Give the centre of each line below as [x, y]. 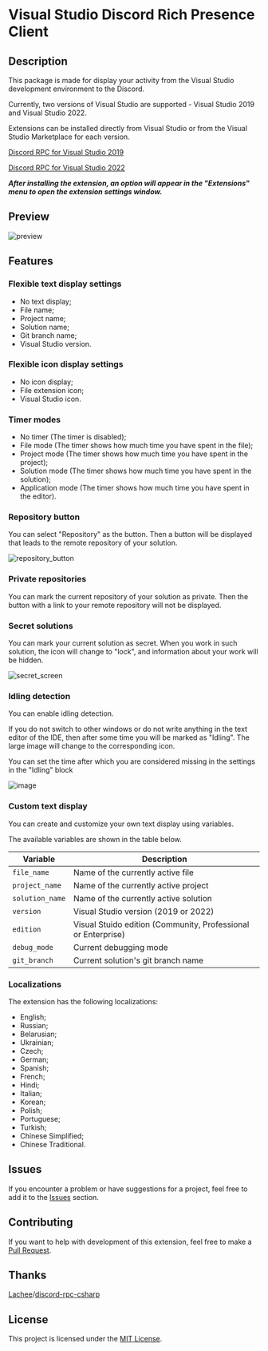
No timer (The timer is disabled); [73, 437]
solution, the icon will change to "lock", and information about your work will [133, 651]
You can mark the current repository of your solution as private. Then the [128, 596]
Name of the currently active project [141, 885]
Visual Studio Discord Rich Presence [132, 15]
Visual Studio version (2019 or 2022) [144, 911]
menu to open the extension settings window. [85, 192]
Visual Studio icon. [50, 399]
